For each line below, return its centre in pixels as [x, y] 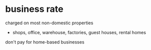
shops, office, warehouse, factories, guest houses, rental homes [79, 32]
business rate [34, 9]
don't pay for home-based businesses [45, 42]
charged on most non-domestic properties [49, 23]
